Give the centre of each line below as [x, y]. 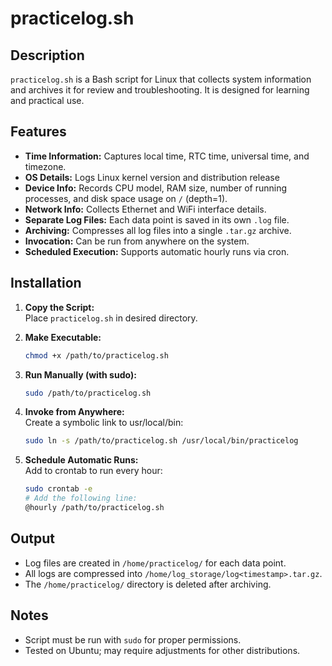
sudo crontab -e [58, 489]
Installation [46, 283]
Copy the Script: [59, 307]
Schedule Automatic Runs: [81, 460]
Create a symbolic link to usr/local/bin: [104, 423]
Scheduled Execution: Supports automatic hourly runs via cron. [157, 251]
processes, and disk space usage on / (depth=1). [126, 198]
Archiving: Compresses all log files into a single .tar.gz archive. [158, 230]
